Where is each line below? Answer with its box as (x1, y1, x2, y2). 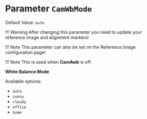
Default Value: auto (5, 19, 44, 25)
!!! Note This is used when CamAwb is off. (5, 59, 92, 65)
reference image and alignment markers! (5, 34, 89, 40)
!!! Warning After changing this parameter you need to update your (5, 29, 142, 35)
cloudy (12, 99, 26, 105)
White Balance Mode (5, 68, 49, 75)
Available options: (5, 78, 42, 84)
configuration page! (5, 49, 46, 55)
